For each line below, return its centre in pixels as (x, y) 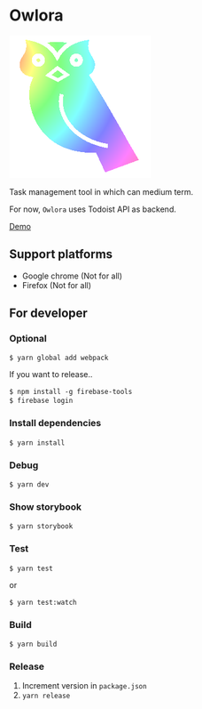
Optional (28, 339)
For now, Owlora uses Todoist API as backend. (93, 209)
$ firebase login (41, 401)
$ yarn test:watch (43, 602)
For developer (49, 314)
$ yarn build (33, 644)
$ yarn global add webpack (59, 358)
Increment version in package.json (85, 686)
